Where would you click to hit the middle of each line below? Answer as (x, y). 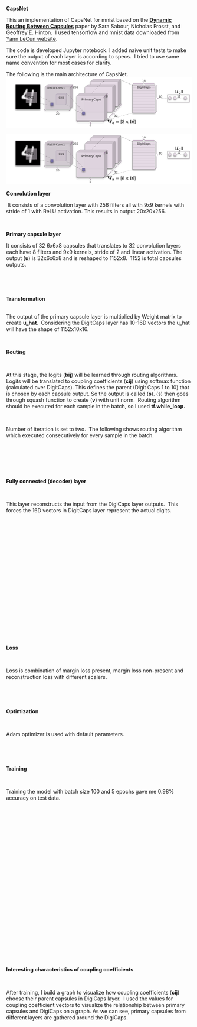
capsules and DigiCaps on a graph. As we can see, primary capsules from (96, 1011)
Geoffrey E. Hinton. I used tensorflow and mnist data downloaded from (93, 32)
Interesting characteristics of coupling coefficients (70, 969)
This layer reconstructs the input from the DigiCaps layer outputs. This (92, 504)
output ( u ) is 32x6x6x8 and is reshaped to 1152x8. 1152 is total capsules (94, 258)
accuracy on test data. (33, 798)
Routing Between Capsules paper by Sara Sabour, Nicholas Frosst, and (93, 26)
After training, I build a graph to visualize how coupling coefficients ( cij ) (93, 992)
